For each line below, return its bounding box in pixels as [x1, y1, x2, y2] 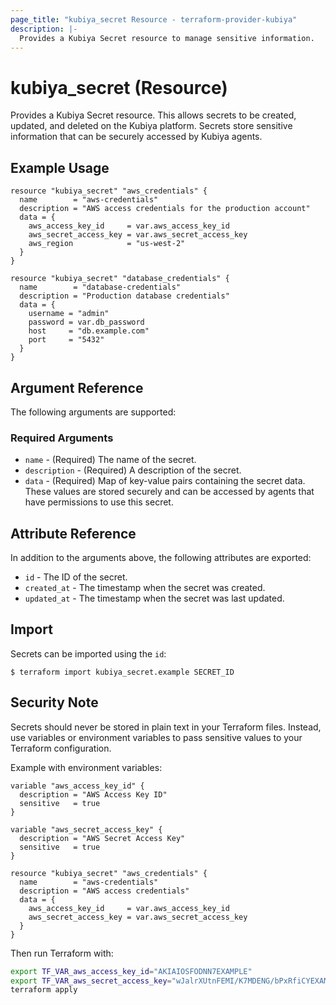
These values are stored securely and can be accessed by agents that [24, 486, 315, 498]
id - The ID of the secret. [24, 571, 128, 583]
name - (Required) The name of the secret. [24, 454, 197, 466]
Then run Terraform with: [10, 947, 114, 959]
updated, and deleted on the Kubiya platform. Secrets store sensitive [10, 120, 293, 132]
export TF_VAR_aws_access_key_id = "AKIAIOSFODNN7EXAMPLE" [10, 966, 253, 976]
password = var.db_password [28, 317, 145, 328]
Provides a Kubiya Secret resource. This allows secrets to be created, [10, 109, 297, 121]
